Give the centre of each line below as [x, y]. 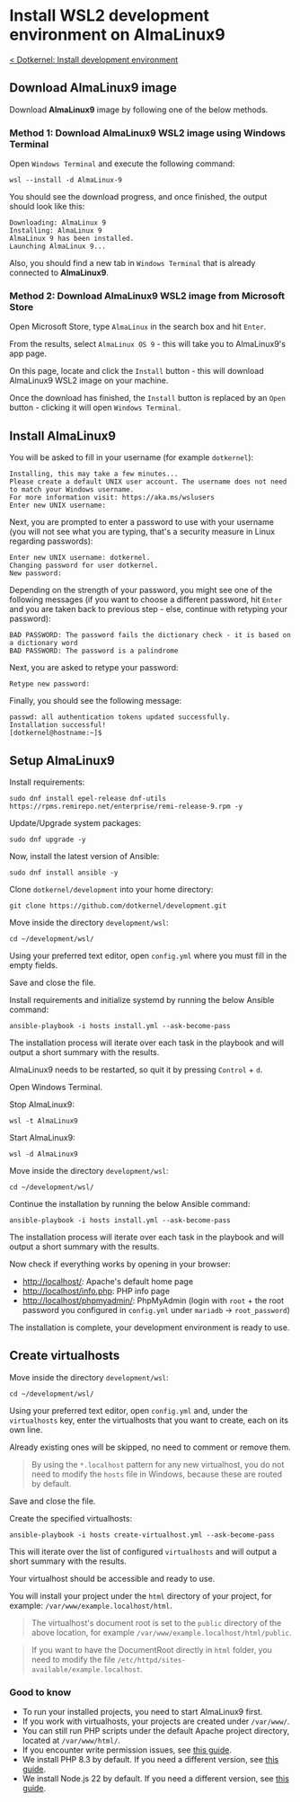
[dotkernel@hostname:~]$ [56, 733]
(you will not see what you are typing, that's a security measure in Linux [142, 532]
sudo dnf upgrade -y [48, 839]
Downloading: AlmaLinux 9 [57, 223]
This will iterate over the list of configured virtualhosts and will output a [143, 1551]
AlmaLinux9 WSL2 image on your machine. [89, 381]
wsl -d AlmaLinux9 [44, 1154]
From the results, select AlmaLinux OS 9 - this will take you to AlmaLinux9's [147, 344]
